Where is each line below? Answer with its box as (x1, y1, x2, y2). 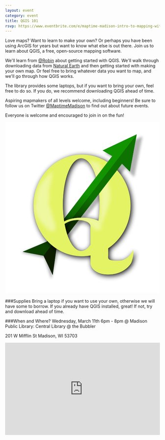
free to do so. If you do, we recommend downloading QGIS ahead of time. (5, 88, 155, 94)
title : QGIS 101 (5, 18, 38, 23)
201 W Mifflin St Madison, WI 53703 (5, 333, 78, 339)
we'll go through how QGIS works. (5, 73, 75, 79)
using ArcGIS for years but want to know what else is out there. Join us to (5, 43, 154, 49)
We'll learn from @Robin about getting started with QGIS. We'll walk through (5, 58, 159, 63)
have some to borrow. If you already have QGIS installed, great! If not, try (5, 303, 153, 309)
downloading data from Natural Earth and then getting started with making (5, 63, 156, 69)
